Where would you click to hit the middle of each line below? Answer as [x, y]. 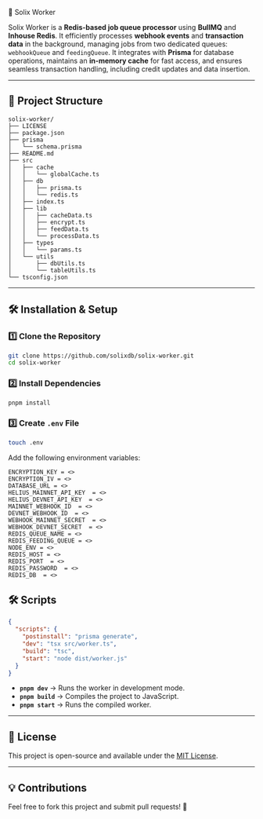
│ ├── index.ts [36, 201]
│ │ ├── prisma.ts [45, 188]
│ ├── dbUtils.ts [47, 263]
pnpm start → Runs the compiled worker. [85, 705]
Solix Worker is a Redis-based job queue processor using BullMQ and [122, 27]
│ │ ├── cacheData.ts [50, 215]
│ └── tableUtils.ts [52, 270]
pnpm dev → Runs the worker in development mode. [102, 688]
